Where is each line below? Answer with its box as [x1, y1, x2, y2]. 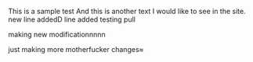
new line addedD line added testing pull [8, 15, 136, 24]
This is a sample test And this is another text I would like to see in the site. [8, 7, 246, 15]
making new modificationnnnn [8, 30, 106, 39]
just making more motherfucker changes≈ [8, 45, 144, 53]
